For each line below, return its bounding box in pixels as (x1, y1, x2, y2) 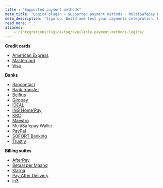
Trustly (12, 138, 26, 144)
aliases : (5, 25, 23, 30)
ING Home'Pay (12, 107, 42, 113)
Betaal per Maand (12, 162, 48, 168)
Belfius (12, 92, 26, 98)
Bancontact (12, 82, 35, 87)
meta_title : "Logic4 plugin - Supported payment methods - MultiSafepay (5, 12, 155, 17)
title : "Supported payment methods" (5, 7, 81, 12)
